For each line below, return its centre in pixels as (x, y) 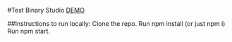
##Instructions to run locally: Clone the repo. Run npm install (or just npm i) (116, 23)
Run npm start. (29, 31)
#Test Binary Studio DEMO (46, 10)
